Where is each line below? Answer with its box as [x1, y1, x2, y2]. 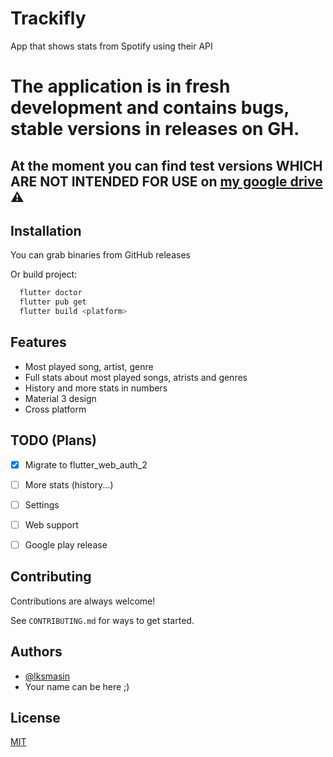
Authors [10, 643, 63, 661]
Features [10, 334, 67, 351]
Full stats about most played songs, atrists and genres [24, 371, 248, 383]
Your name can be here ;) [24, 680, 130, 692]
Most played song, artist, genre [24, 360, 154, 372]
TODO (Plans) [10, 432, 98, 449]
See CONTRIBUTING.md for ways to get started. [10, 614, 195, 626]
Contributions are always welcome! [10, 595, 156, 607]
